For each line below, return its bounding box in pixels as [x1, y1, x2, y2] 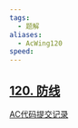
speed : [9, 47, 34, 56]
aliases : [9, 30, 43, 39]
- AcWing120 [17, 38, 63, 48]
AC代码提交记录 [9, 108, 69, 119]
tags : [9, 13, 30, 23]
